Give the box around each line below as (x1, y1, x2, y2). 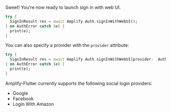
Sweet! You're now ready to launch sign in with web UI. (5, 5, 121, 10)
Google (12, 90, 28, 96)
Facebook (12, 95, 34, 101)
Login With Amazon (12, 101, 54, 107)
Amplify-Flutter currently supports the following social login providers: (5, 80, 153, 86)
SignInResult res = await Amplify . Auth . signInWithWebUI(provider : (10, 57, 154, 62)
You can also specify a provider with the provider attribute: (5, 42, 129, 48)
